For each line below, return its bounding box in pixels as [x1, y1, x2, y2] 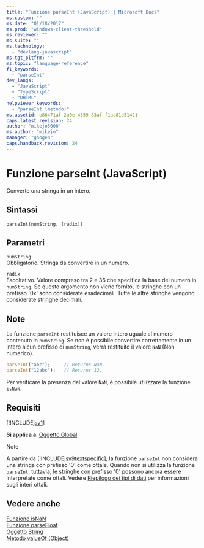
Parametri [6, 237, 45, 248]
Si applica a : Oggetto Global [6, 431, 78, 438]
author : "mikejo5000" [6, 123, 62, 129]
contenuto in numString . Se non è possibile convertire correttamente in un [6, 337, 191, 344]
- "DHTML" [12, 95, 37, 101]
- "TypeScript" [12, 89, 51, 95]
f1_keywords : [6, 66, 40, 72]
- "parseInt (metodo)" [12, 106, 70, 112]
